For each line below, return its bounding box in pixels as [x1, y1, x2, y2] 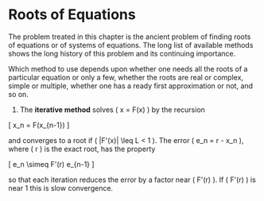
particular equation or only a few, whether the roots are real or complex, [8, 72, 244, 82]
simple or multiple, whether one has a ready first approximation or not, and [8, 81, 253, 91]
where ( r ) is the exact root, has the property [8, 144, 156, 153]
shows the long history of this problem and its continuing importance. [8, 48, 236, 58]
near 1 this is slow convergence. [8, 183, 114, 192]
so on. [8, 89, 29, 99]
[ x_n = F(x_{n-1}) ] [8, 120, 70, 129]
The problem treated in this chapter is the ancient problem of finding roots [8, 32, 251, 41]
